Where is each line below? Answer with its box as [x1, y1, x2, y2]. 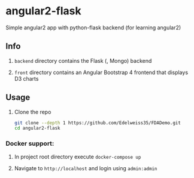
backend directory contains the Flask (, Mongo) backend [14, 57, 152, 64]
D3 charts [14, 75, 39, 82]
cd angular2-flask [14, 125, 60, 131]
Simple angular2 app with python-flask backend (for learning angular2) [5, 24, 181, 31]
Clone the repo [14, 108, 51, 115]
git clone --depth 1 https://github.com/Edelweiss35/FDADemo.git [14, 119, 181, 126]
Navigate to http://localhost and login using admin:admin [14, 164, 157, 171]
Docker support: [5, 139, 54, 148]
